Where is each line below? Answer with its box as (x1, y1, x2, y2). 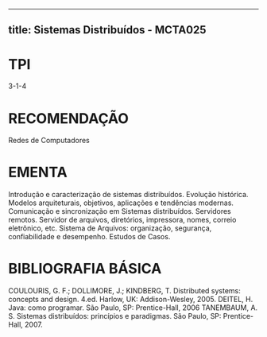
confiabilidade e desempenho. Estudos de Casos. (8, 232, 171, 242)
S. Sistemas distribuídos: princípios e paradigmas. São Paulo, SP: (8, 312, 222, 321)
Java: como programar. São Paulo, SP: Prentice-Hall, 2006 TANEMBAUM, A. (8, 303, 258, 312)
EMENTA (8, 164, 68, 181)
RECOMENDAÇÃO (8, 109, 130, 127)
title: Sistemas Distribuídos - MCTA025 (8, 23, 207, 37)
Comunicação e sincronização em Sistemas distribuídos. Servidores (8, 207, 232, 216)
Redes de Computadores (8, 136, 90, 145)
